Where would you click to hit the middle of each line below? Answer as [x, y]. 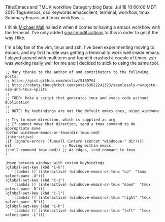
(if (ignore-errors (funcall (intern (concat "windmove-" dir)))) [75, 141]
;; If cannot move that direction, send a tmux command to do [70, 124]
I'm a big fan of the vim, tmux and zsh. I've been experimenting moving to [80, 47]
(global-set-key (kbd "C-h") [35, 206]
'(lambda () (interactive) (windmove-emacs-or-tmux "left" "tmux [81, 211]
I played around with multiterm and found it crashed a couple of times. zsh [81, 58]
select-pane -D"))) [25, 189]
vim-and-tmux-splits [26, 89]
